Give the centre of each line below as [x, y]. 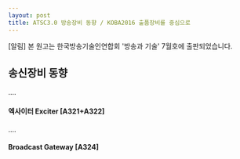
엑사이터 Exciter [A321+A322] [56, 111]
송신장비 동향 [38, 72]
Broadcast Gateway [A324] [54, 147]
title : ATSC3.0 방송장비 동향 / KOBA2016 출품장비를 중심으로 [99, 23]
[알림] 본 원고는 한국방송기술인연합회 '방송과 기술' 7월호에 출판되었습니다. [120, 46]
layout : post [29, 15]
